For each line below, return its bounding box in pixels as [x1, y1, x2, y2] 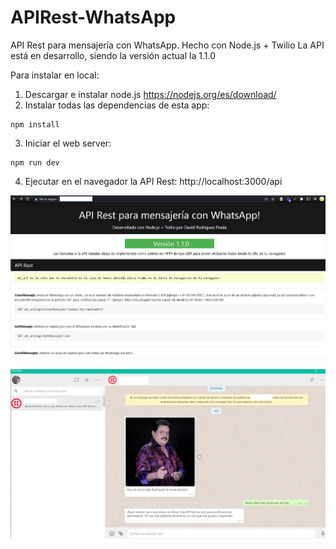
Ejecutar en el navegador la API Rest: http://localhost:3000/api [24, 175, 283, 187]
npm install [10, 119, 60, 130]
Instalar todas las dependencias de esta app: [24, 99, 210, 111]
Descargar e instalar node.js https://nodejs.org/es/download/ [24, 88, 277, 100]
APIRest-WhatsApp [10, 6, 177, 29]
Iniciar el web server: [24, 137, 112, 149]
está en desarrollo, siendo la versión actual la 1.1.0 [10, 49, 216, 61]
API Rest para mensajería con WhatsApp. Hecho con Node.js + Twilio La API [10, 39, 325, 51]
